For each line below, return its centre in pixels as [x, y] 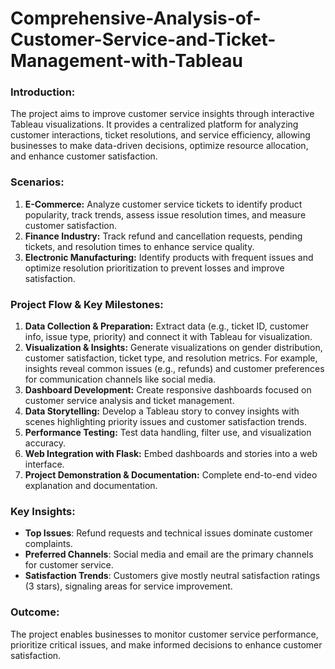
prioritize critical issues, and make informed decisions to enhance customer [166, 644]
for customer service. [69, 565]
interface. [44, 464]
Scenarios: [37, 182]
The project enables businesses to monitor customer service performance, [164, 634]
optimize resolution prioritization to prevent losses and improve [154, 268]
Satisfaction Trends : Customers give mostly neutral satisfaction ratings [172, 576]
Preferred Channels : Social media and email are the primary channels [169, 554]
